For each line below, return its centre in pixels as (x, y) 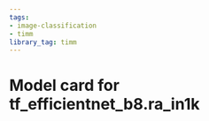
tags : (19, 17)
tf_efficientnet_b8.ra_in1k (105, 105)
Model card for (64, 86)
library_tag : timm (43, 42)
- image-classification (53, 26)
